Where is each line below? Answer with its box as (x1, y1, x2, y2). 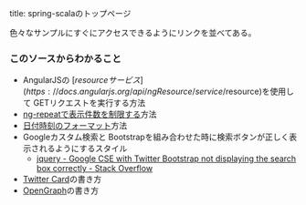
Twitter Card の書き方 (22, 174, 102, 185)
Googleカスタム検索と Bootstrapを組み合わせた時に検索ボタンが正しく (22, 131, 290, 143)
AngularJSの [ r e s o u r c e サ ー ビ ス (22, 75, 141, 86)
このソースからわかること (9, 52, 121, 65)
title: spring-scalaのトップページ (9, 8, 132, 18)
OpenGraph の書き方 (22, 185, 99, 196)
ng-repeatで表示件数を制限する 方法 (22, 108, 157, 120)
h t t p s (26, 86, 46, 97)
